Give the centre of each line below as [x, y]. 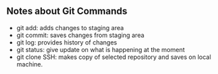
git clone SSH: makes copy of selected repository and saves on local [113, 57]
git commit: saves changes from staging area [80, 35]
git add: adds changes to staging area [70, 27]
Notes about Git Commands [67, 11]
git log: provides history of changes [67, 42]
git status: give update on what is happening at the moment [100, 49]
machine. [30, 64]
